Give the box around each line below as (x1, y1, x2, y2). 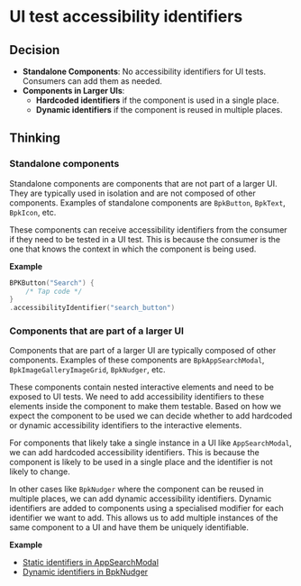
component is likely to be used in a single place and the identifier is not (9, 457, 273, 468)
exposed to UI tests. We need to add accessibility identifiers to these (9, 391, 264, 402)
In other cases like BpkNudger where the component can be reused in (9, 484, 264, 495)
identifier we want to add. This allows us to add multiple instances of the (9, 512, 278, 524)
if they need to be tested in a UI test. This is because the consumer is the (9, 233, 281, 244)
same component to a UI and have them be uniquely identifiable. (9, 522, 250, 533)
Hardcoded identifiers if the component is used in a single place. (35, 95, 279, 105)
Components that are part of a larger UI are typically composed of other (9, 345, 277, 356)
